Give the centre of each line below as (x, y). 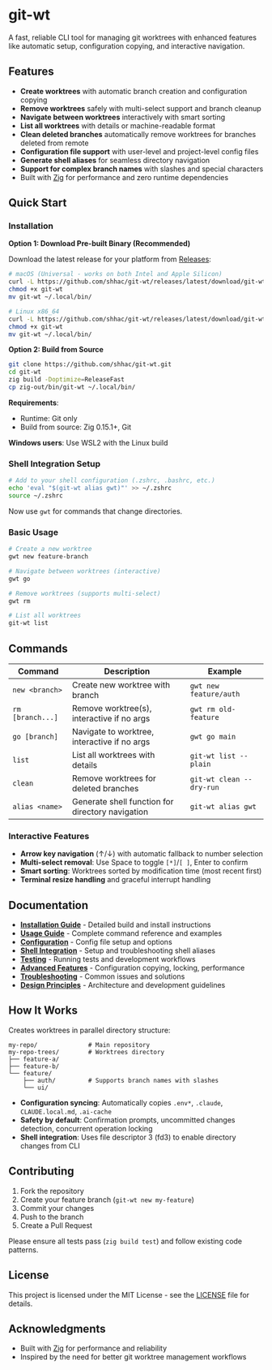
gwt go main (213, 737)
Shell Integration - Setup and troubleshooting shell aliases (118, 950)
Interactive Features (49, 836)
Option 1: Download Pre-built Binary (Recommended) (100, 243)
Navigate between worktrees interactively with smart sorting (123, 117)
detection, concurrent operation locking (86, 1128)
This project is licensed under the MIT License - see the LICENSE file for (129, 1295)
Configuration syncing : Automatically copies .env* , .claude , (121, 1102)
